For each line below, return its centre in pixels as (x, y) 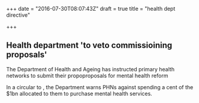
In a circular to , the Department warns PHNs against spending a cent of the (100, 87)
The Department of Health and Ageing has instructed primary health (91, 69)
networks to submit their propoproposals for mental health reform (87, 75)
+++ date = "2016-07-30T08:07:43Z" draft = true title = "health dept (91, 9)
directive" (18, 15)
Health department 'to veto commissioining (89, 45)
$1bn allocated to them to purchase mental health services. (79, 93)
